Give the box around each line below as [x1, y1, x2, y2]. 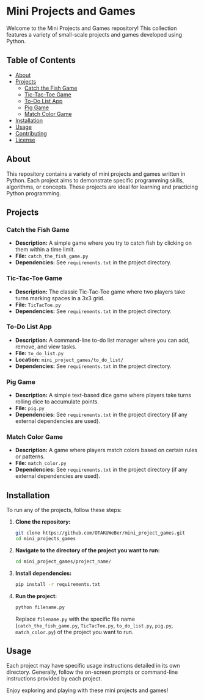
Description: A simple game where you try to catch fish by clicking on [15, 239, 192, 247]
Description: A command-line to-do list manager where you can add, [15, 336, 190, 344]
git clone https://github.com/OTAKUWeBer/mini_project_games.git [15, 530, 185, 536]
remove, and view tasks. [15, 343, 77, 350]
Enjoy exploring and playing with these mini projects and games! [6, 687, 169, 694]
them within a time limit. [15, 246, 75, 253]
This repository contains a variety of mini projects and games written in [6, 170, 186, 178]
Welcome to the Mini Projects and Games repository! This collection [6, 24, 177, 32]
